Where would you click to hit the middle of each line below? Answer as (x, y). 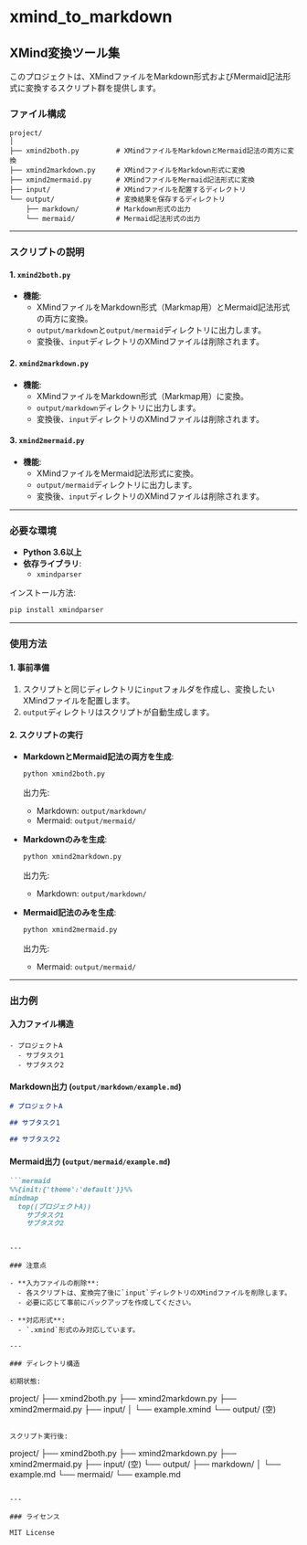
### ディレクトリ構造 (45, 1364)
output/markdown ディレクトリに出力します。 (118, 407)
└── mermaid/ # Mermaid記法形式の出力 (113, 219)
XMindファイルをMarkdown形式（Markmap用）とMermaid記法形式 (163, 307)
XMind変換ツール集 (65, 53)
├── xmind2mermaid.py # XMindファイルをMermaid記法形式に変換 (132, 180)
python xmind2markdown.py (72, 857)
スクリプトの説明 (47, 252)
